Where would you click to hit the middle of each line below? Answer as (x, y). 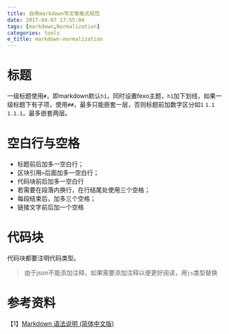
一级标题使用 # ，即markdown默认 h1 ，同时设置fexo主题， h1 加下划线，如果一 (114, 96)
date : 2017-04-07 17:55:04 (46, 20)
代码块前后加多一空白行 (50, 181)
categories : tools (33, 33)
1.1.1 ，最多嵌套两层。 (39, 113)
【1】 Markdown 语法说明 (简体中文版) (61, 323)
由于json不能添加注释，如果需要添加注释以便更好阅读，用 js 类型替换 (121, 273)
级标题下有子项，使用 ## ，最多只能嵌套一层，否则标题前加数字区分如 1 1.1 (111, 105)
